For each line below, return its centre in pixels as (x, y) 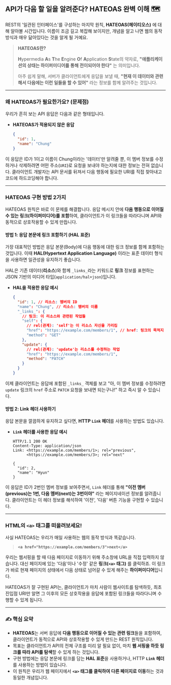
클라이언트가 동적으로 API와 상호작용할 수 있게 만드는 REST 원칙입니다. (83, 639)
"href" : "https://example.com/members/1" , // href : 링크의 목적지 (95, 331)
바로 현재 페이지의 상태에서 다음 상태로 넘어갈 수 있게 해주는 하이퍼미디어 (82, 570)
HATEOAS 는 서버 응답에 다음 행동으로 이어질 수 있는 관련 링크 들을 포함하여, (87, 633)
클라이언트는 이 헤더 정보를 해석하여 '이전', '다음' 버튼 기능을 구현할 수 (81, 500)
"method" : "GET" (44, 335)
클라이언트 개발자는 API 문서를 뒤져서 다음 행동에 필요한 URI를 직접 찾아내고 (87, 172)
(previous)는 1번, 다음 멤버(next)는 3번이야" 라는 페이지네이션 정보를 (74, 494)
